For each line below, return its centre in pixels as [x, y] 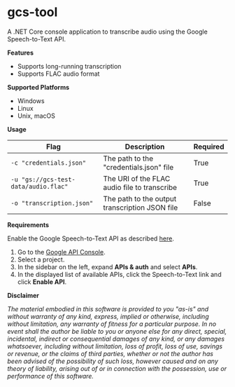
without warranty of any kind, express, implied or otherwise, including [108, 316]
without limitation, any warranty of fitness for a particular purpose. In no [112, 324]
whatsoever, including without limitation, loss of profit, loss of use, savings [115, 346]
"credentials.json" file [138, 167]
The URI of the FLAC [137, 178]
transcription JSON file [141, 208]
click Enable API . [42, 282]
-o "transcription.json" [52, 203]
